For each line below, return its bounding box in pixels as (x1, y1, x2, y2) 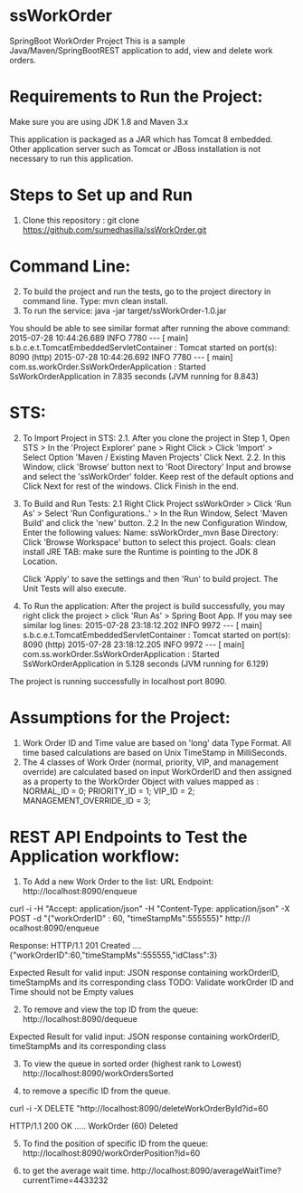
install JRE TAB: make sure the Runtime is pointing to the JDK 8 (22, 546, 259, 557)
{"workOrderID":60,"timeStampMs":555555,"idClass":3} (9, 950, 218, 960)
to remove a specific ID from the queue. (22, 1085, 171, 1096)
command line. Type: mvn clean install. (22, 295, 168, 306)
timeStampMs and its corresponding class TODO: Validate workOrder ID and (9, 977, 294, 988)
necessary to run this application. (9, 153, 134, 164)
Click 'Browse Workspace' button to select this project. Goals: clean (22, 536, 276, 548)
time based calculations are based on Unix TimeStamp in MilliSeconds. (22, 747, 288, 758)
